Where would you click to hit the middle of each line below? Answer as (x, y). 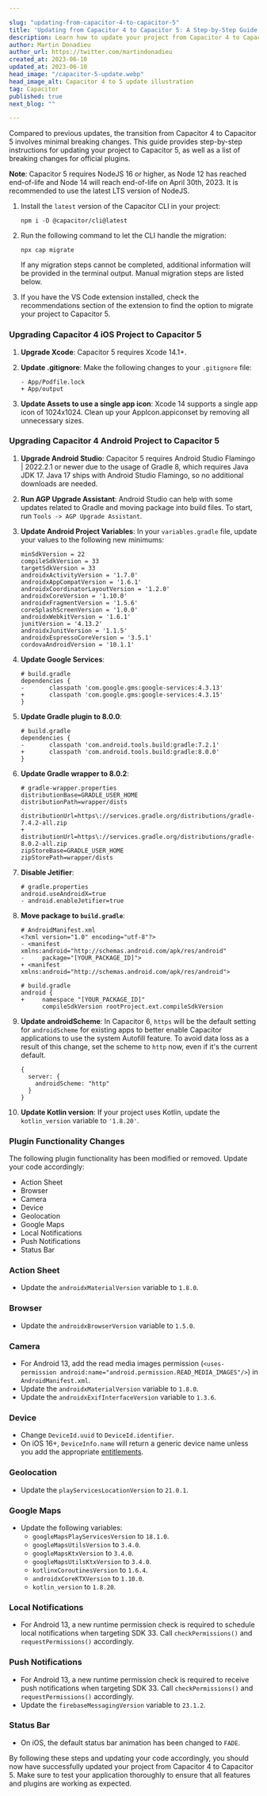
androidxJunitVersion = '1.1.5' (74, 631)
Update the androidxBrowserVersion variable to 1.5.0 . (108, 1325)
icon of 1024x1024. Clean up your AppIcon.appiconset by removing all (135, 412)
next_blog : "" (32, 104)
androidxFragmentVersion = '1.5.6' (79, 603)
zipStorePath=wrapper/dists (67, 857)
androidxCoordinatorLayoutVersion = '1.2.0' (95, 589)
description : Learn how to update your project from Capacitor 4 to (124, 37)
